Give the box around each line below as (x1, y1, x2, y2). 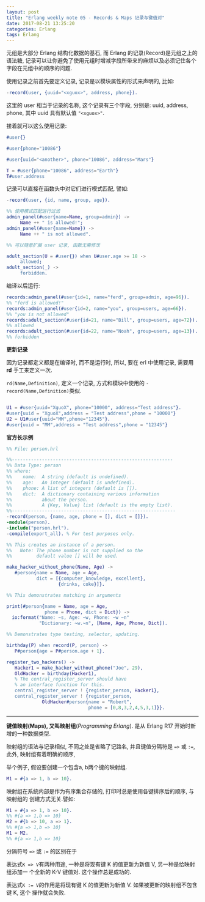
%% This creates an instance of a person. (6, 542, 116, 548)
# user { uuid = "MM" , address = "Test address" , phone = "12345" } (6, 421, 168, 428)
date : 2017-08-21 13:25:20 (6, 20, 75, 26)
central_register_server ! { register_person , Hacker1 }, (14, 687, 160, 694)
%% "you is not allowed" (6, 311, 70, 317)
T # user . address (6, 173, 45, 179)
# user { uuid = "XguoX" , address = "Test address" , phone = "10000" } (6, 410, 176, 416)
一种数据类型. (16, 730, 51, 737)
